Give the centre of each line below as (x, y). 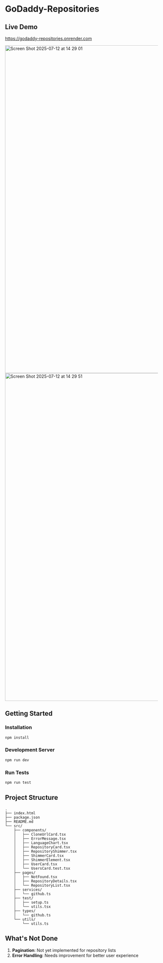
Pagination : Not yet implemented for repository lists (64, 950)
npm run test (18, 783)
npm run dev (17, 760)
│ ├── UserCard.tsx (35, 864)
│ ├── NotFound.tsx (35, 877)
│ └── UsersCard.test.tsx (42, 868)
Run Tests (17, 772)
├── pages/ (25, 873)
